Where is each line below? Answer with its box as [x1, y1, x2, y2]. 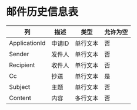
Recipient [9, 61, 35, 69]
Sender [9, 50, 29, 58]
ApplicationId [9, 39, 46, 47]
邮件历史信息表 [6, 5, 79, 19]
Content [9, 94, 31, 102]
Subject [9, 82, 31, 91]
